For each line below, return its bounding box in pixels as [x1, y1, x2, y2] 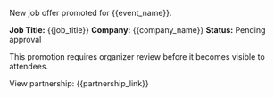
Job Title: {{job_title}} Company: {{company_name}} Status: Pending [9, 25, 266, 35]
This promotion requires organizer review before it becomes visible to [9, 52, 265, 61]
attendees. [9, 61, 49, 71]
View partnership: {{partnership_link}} [9, 78, 149, 88]
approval [9, 35, 42, 44]
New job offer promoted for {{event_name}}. [9, 8, 172, 18]
